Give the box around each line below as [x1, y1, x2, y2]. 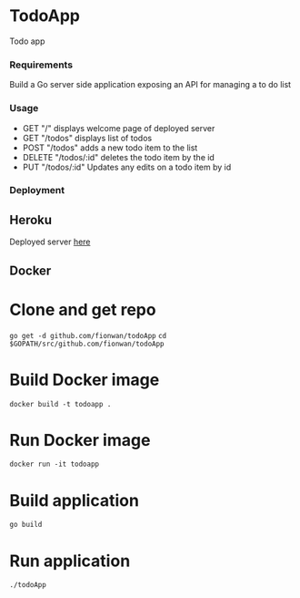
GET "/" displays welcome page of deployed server [22, 122, 215, 133]
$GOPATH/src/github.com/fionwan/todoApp [9, 339, 165, 348]
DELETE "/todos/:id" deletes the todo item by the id [22, 151, 215, 162]
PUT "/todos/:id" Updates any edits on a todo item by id [22, 161, 232, 172]
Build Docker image [9, 369, 160, 390]
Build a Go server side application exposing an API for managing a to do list [9, 79, 292, 90]
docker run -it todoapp [9, 459, 100, 469]
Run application [9, 551, 131, 571]
